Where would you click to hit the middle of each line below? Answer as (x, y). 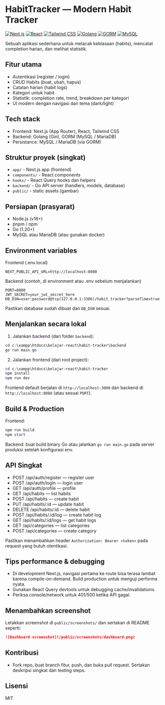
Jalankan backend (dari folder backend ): (53, 336)
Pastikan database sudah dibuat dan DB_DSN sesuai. (58, 308)
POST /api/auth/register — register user (53, 477)
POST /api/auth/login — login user (48, 483)
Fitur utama (23, 64)
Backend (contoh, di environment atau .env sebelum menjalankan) (73, 281)
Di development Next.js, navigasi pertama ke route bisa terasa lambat (84, 574)
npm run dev (17, 378)
